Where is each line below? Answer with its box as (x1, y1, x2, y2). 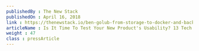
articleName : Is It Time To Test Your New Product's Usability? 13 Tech (6, 25, 192, 31)
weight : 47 (6, 30, 36, 36)
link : (6, 19, 23, 25)
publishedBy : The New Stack (6, 8, 78, 15)
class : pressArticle (6, 36, 60, 42)
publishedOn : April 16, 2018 (6, 14, 81, 20)
